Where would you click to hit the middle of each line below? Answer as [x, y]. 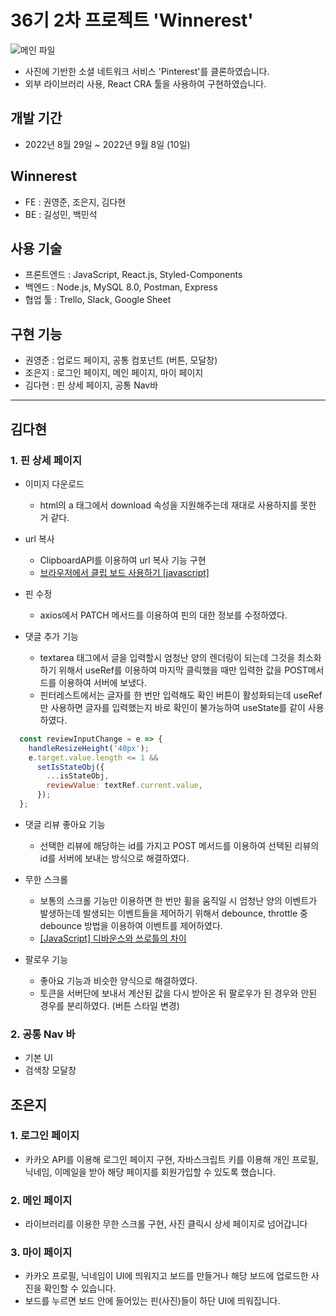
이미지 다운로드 [54, 483]
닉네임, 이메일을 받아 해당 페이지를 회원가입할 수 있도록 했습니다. [150, 1172]
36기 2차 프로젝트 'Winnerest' [132, 20]
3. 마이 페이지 [41, 1253]
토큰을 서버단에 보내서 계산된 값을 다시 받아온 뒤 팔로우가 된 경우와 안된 [178, 993]
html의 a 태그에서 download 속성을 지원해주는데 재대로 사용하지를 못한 [178, 505]
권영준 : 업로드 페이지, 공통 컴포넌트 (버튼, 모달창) [121, 360]
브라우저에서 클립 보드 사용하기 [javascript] [124, 572]
